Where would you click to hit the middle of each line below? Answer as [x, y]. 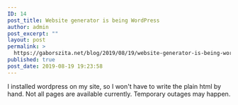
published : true [31, 60]
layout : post [27, 40]
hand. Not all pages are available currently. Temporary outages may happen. [119, 94]
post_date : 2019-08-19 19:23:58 [55, 66]
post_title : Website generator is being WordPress [84, 20]
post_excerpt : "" [33, 33]
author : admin [28, 27]
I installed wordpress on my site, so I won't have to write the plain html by [114, 86]
